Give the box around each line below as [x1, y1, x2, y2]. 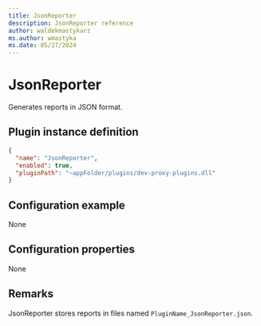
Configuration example [8, 198, 125, 212]
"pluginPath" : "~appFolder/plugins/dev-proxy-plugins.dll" [15, 169, 216, 177]
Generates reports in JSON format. [8, 102, 123, 112]
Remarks [8, 287, 54, 300]
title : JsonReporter [8, 11, 77, 20]
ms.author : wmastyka [8, 34, 77, 42]
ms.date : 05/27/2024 [8, 42, 77, 50]
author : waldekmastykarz [8, 26, 91, 34]
